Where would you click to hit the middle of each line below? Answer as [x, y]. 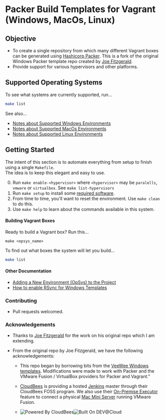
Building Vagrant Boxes [30, 221]
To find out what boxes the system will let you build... [60, 250]
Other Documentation [28, 271]
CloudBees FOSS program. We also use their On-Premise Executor [89, 392]
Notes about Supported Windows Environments [62, 123]
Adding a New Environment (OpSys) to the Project [64, 282]
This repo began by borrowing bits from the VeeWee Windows [84, 366]
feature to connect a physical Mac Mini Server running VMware [86, 397]
